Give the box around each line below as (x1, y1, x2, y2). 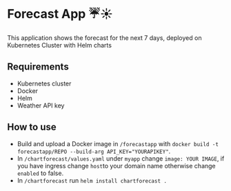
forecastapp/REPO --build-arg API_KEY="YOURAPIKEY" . (17, 147, 171, 155)
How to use (7, 121, 57, 133)
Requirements (7, 61, 69, 73)
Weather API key (17, 101, 65, 110)
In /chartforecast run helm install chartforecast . (17, 176, 168, 184)
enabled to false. (17, 169, 64, 177)
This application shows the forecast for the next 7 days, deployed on (7, 33, 202, 42)
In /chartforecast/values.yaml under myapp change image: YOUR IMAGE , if (17, 154, 225, 163)
